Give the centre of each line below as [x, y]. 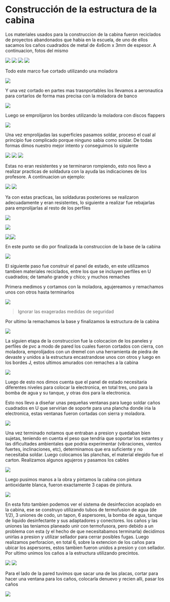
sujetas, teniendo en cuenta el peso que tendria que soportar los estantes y [84, 438]
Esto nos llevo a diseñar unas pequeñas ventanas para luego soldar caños [83, 402]
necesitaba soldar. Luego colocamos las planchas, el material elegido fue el [84, 454]
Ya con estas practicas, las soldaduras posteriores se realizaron [72, 197]
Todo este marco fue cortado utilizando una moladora [61, 71]
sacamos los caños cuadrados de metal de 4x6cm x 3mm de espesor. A [81, 45]
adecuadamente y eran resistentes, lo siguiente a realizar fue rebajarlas [80, 202]
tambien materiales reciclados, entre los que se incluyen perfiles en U [78, 271]
